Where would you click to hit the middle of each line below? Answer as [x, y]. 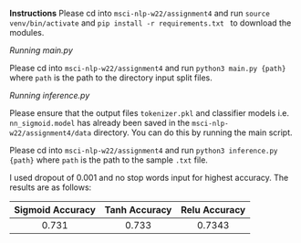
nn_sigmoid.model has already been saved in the [99, 123]
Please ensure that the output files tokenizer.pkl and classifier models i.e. [150, 113]
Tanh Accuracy [138, 210]
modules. [27, 32]
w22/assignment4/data [51, 133]
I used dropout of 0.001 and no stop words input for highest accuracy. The [149, 178]
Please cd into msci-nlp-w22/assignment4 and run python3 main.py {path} [148, 68]
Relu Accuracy [213, 210]
